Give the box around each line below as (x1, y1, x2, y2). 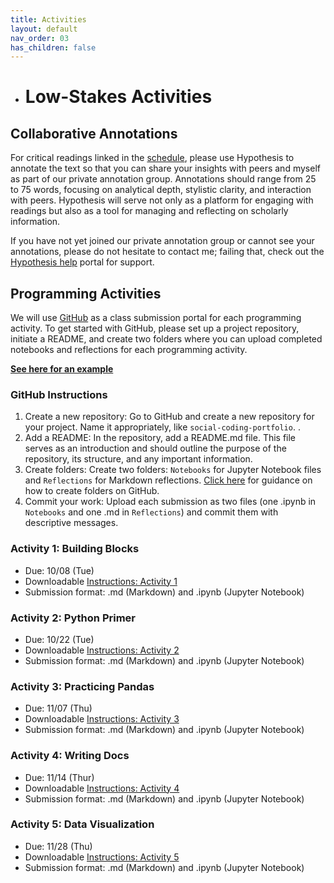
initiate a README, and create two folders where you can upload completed (10, 333, 323, 345)
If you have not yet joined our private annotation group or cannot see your (10, 235, 315, 247)
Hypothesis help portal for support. (10, 256, 155, 268)
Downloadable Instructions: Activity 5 (24, 851, 180, 863)
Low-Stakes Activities (24, 86, 213, 108)
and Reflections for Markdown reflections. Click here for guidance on (24, 474, 313, 486)
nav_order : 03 (10, 33, 70, 43)
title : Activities (10, 14, 87, 25)
